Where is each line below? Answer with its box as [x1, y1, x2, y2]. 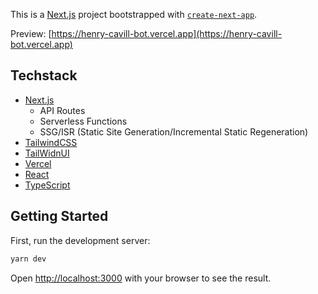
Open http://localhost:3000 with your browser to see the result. [10, 272, 272, 284]
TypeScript [24, 179, 71, 191]
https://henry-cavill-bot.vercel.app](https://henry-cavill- [51, 28, 283, 39]
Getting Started [10, 208, 109, 225]
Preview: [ [10, 28, 52, 39]
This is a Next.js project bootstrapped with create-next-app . [10, 9, 258, 20]
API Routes [39, 104, 86, 116]
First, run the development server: [10, 234, 151, 246]
